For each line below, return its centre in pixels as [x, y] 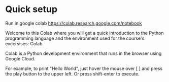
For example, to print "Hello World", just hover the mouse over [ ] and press [84, 68]
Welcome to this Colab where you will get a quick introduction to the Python [84, 33]
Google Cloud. [20, 58]
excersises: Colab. [25, 43]
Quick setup [31, 9]
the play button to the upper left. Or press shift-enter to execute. [72, 73]
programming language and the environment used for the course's [75, 38]
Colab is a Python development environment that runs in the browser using [83, 53]
